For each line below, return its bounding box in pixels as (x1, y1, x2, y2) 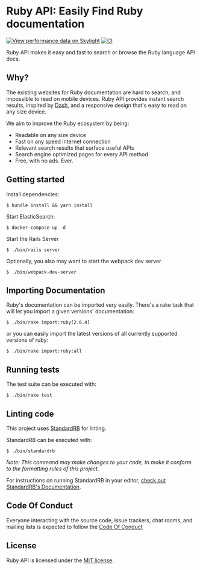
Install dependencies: (6, 190, 60, 197)
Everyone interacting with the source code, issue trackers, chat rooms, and (6, 516, 193, 524)
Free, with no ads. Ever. (14, 157, 73, 164)
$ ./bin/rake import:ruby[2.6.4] (6, 319, 90, 325)
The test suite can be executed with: (6, 380, 96, 388)
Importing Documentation (6, 285, 105, 295)
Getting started (6, 175, 65, 185)
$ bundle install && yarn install (6, 202, 93, 208)
